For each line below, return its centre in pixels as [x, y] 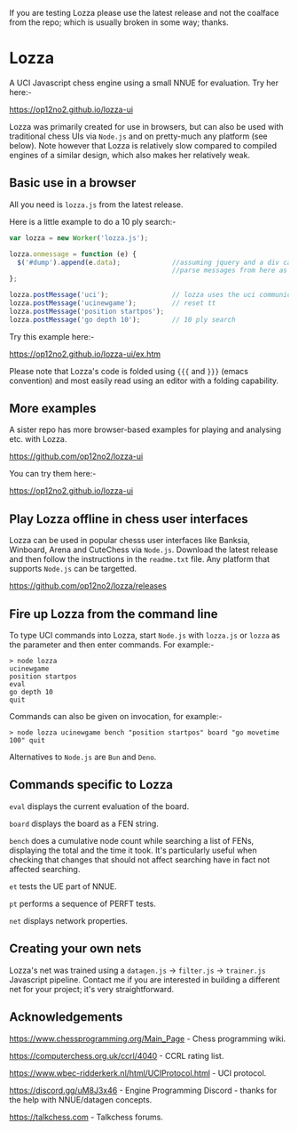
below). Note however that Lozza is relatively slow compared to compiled [143, 145]
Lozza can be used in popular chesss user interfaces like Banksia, [130, 541]
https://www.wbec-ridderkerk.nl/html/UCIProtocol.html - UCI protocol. [138, 1073]
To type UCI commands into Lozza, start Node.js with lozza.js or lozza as [145, 636]
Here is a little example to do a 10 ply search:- [93, 221]
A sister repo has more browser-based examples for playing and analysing [145, 429]
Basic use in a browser [73, 183]
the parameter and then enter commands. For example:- [112, 645]
